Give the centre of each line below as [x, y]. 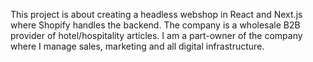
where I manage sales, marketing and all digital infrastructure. [137, 46]
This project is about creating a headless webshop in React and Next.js [156, 14]
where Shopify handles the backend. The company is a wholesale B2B [155, 25]
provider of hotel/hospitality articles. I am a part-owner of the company [156, 35]
